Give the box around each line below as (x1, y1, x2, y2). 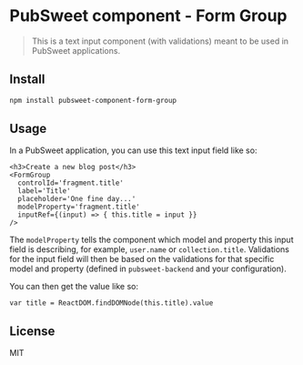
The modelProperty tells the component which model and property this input (9, 234, 294, 246)
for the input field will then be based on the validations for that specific (9, 254, 275, 265)
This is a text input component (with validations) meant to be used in (31, 35, 289, 46)
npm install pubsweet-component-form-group (9, 96, 177, 105)
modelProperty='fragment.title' (17, 202, 141, 212)
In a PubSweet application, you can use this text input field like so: (9, 145, 258, 156)
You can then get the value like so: (9, 281, 139, 292)
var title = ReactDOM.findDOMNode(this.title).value (9, 299, 214, 308)
